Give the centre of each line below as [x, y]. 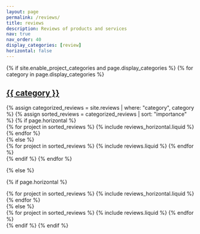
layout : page [22, 12]
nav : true [19, 34]
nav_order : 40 [24, 40]
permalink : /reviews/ [33, 17]
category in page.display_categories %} [55, 74]
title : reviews [25, 23]
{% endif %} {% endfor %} [39, 158]
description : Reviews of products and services [67, 28]
